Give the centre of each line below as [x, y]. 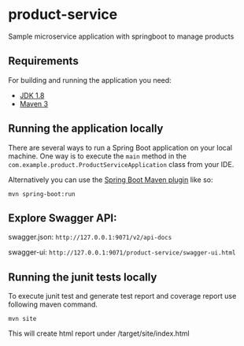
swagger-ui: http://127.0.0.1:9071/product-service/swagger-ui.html [122, 252]
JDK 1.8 [32, 95]
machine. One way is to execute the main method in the [98, 156]
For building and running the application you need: [90, 80]
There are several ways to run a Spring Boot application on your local [120, 147]
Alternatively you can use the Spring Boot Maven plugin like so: [111, 180]
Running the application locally [86, 129]
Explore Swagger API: [63, 218]
